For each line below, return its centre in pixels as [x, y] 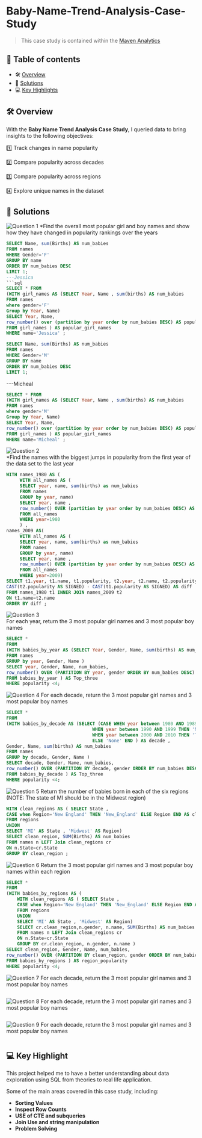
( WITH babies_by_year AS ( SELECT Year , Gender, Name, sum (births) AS [95, 650]
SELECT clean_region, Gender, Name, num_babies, [68, 950]
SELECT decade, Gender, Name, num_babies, [60, 763]
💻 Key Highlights [36, 90]
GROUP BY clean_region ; [37, 853]
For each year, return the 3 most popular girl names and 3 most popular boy [100, 621]
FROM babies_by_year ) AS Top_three [52, 678]
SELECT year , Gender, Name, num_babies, [58, 667]
